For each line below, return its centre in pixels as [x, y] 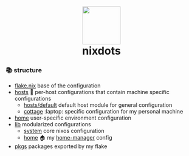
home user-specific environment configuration [73, 118]
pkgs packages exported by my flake [61, 146]
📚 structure [24, 70]
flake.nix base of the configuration [57, 86]
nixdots [101, 51]
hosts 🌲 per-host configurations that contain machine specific [92, 92]
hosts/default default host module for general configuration [98, 105]
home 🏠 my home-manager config [68, 138]
